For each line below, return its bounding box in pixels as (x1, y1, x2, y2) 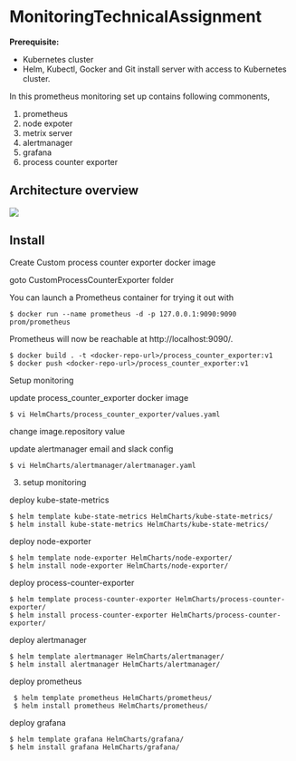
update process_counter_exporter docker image (9, 392, 189, 403)
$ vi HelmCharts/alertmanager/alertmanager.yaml (9, 461, 196, 470)
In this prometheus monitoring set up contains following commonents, (9, 91, 270, 102)
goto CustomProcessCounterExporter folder (9, 274, 175, 285)
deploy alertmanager (9, 634, 88, 645)
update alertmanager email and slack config (9, 443, 174, 454)
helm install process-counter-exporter (17, 610, 168, 620)
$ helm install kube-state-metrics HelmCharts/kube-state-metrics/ (9, 520, 270, 529)
